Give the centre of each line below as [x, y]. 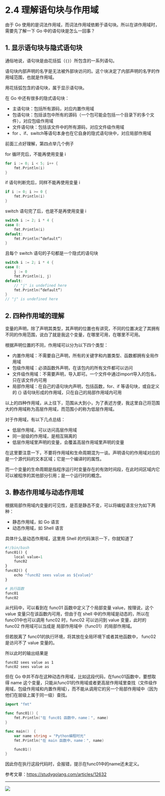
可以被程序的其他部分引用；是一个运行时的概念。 [55, 475]
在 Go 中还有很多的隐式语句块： [37, 98]
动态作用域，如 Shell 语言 [38, 528]
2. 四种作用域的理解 [35, 316]
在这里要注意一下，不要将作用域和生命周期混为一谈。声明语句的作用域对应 [80, 453]
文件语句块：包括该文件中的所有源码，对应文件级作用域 [68, 127]
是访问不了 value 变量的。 [31, 643]
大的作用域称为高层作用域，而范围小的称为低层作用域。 [61, 409]
